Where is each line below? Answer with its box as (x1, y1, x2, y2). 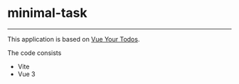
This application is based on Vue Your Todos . (7, 35, 140, 43)
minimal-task (7, 5, 87, 21)
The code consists (7, 48, 62, 57)
